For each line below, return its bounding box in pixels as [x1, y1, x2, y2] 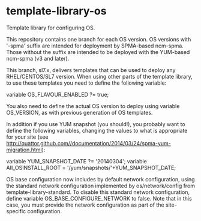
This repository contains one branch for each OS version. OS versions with [6, 35, 191, 43]
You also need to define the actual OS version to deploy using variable [6, 102, 180, 109]
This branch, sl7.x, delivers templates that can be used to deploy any [6, 66, 176, 73]
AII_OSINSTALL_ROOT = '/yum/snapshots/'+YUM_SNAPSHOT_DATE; [6, 164, 176, 171]
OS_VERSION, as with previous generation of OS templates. [6, 109, 153, 116]
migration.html [6, 146, 42, 153]
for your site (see [6, 133, 49, 141]
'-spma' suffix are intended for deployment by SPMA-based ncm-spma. [6, 42, 184, 49]
